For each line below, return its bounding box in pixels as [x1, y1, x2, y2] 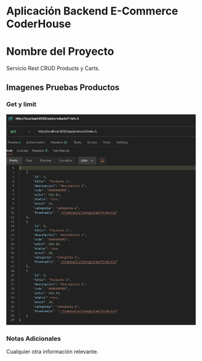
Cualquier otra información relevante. [6, 348, 99, 356]
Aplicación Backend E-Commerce [6, 4, 179, 18]
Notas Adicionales [6, 334, 61, 342]
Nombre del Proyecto [6, 45, 114, 59]
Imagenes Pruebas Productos [6, 82, 120, 92]
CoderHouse [6, 17, 71, 31]
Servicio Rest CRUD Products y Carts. [6, 65, 100, 72]
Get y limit [6, 100, 37, 109]
